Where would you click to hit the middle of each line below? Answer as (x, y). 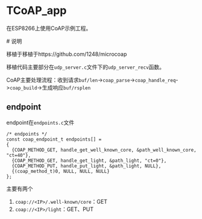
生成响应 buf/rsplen (66, 87)
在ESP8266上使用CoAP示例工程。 (49, 28)
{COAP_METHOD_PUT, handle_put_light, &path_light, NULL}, (87, 166)
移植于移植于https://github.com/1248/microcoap (67, 54)
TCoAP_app (36, 11)
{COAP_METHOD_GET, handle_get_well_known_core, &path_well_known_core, (104, 150)
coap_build (24, 88)
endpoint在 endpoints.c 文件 (40, 122)
